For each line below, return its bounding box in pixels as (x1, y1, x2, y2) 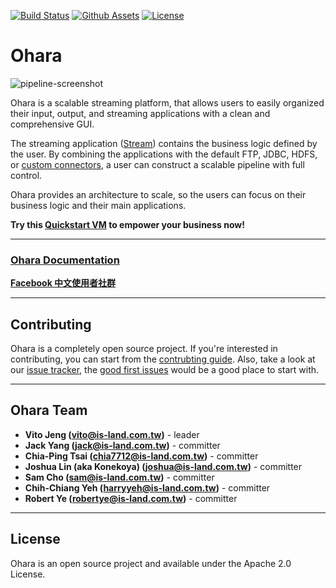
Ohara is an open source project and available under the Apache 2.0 (10, 557, 292, 569)
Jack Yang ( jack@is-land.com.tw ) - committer (24, 439, 221, 451)
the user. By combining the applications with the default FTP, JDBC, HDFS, (10, 148, 318, 160)
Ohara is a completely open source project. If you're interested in (10, 343, 278, 355)
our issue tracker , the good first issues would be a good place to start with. (10, 364, 320, 376)
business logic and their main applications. (10, 199, 187, 211)
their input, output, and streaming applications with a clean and (10, 107, 271, 119)
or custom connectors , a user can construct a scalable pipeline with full (10, 158, 305, 170)
